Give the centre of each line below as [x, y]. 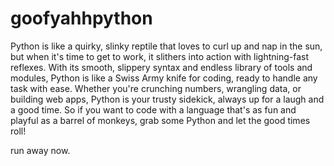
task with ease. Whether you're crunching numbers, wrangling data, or [156, 88]
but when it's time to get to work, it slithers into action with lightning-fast [160, 56]
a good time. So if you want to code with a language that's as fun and [153, 109]
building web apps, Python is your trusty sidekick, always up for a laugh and [167, 99]
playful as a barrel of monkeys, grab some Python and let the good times [160, 120]
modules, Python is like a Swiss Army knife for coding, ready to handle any [164, 78]
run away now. [40, 150]
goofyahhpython [81, 18]
